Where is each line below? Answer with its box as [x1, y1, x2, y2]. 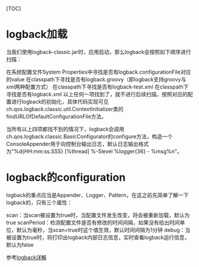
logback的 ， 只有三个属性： [6, 199, 73, 206]
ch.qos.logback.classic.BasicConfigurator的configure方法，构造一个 [6, 133, 173, 140]
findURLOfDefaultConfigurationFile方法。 [6, 113, 107, 120]
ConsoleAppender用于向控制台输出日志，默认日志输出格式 [6, 140, 149, 147]
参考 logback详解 [6, 253, 47, 260]
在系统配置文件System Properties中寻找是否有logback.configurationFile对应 [6, 68, 191, 75]
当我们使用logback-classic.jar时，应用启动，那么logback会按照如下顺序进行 [6, 48, 191, 55]
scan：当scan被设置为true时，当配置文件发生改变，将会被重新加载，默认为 [6, 211, 190, 218]
